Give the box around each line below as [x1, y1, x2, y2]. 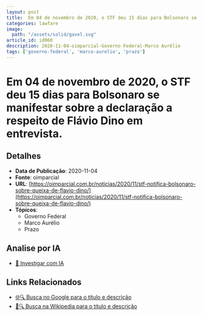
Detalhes [6, 151, 41, 162]
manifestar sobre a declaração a [6, 101, 173, 115]
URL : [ [15, 180, 32, 187]
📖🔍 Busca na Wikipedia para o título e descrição [15, 303, 137, 310]
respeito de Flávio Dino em [6, 113, 143, 127]
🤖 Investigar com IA [15, 259, 64, 267]
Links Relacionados [6, 277, 82, 287]
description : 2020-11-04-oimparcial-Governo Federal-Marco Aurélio [6, 43, 181, 49]
